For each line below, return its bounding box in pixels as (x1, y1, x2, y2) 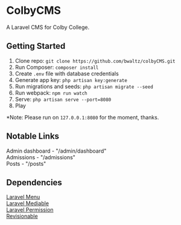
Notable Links (6, 131, 59, 142)
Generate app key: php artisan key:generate (14, 76, 128, 83)
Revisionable (6, 212, 38, 220)
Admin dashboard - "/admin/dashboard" (6, 147, 107, 154)
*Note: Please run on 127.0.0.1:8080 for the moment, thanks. (6, 113, 159, 121)
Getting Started (6, 41, 66, 51)
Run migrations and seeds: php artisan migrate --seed (14, 83, 154, 90)
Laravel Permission (6, 206, 54, 214)
